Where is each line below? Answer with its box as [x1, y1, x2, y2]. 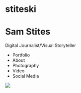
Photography [12, 63, 39, 69]
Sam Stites [5, 26, 51, 38]
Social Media [12, 73, 39, 79]
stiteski [5, 3, 36, 15]
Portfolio [12, 52, 30, 58]
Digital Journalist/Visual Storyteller [5, 43, 76, 48]
